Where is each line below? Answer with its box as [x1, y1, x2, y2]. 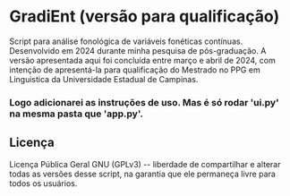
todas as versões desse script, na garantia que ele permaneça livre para [9, 168, 276, 179]
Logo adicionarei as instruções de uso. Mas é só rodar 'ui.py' [9, 96, 279, 108]
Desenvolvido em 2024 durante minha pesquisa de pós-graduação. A [9, 45, 267, 55]
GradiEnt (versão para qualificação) [9, 6, 280, 27]
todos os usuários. [9, 177, 78, 189]
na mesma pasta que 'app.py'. [9, 107, 143, 120]
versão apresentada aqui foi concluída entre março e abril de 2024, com [9, 55, 276, 65]
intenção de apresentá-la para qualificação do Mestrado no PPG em [9, 64, 261, 75]
